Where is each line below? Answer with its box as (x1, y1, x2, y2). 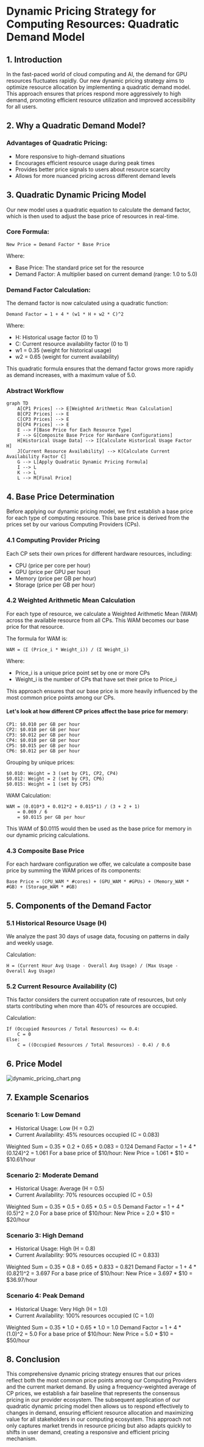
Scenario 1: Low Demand (6, 1111, 81, 1119)
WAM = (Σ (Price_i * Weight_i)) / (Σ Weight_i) (6, 646, 130, 653)
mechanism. (6, 1435, 37, 1442)
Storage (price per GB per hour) (15, 581, 96, 589)
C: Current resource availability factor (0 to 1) (15, 340, 129, 348)
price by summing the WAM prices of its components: (6, 867, 141, 874)
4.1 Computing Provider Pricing (6, 536, 100, 545)
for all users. (6, 103, 38, 110)
